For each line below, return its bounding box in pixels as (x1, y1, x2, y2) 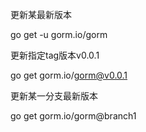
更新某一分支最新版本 (10, 90, 98, 102)
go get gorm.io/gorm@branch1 (10, 110, 137, 122)
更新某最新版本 (10, 9, 72, 20)
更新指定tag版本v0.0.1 (10, 49, 100, 61)
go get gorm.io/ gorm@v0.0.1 (10, 69, 128, 81)
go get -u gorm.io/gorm (10, 29, 108, 40)
